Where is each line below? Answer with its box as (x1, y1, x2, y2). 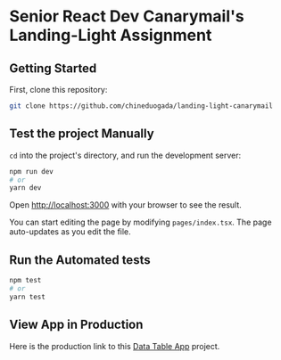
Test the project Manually (9, 127, 154, 142)
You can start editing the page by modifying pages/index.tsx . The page (9, 217, 272, 228)
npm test (9, 276, 42, 285)
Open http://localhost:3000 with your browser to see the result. (9, 200, 243, 210)
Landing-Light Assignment (9, 25, 212, 45)
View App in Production (9, 317, 144, 332)
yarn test (9, 292, 46, 301)
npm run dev (9, 167, 54, 176)
